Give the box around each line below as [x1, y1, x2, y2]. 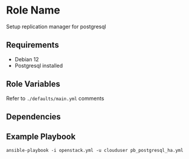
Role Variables [6, 79, 60, 89]
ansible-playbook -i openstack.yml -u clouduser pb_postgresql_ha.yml [6, 147, 184, 153]
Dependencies [6, 111, 61, 121]
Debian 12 [14, 55, 40, 62]
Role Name [6, 4, 60, 17]
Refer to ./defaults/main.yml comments [6, 95, 105, 102]
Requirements [6, 40, 59, 50]
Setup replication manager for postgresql [6, 23, 106, 30]
